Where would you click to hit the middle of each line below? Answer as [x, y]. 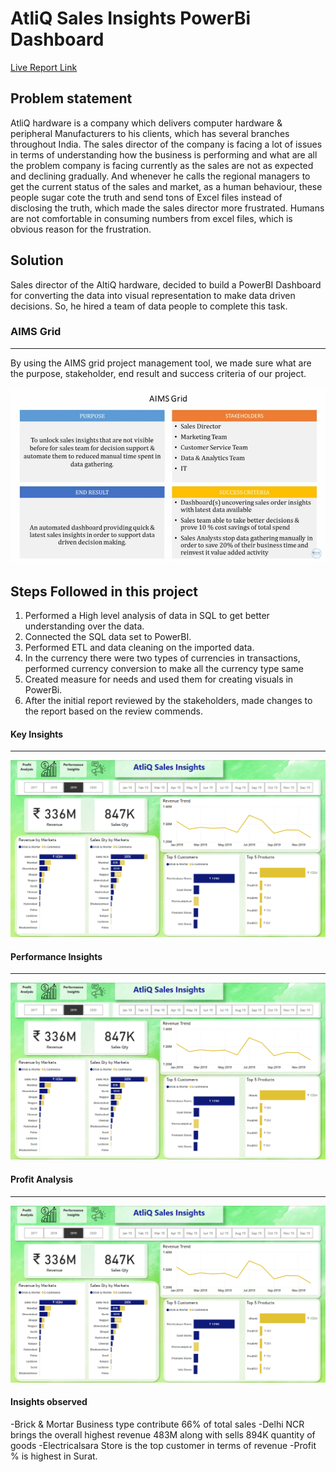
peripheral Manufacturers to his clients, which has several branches [150, 133]
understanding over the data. [84, 626]
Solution [37, 260]
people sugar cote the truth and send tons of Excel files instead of [146, 197]
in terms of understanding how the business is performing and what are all [164, 154]
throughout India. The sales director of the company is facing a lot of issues [166, 144]
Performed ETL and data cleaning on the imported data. [139, 647]
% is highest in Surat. [54, 1456]
